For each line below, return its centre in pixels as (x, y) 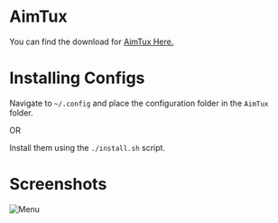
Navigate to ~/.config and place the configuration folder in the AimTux (139, 103)
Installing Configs (77, 78)
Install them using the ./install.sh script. (87, 147)
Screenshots (58, 185)
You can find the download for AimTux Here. (92, 42)
